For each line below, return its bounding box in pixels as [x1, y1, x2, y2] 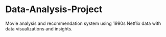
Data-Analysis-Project [5, 4, 103, 15]
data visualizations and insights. [5, 25, 73, 31]
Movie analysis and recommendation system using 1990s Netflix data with [5, 20, 161, 26]
